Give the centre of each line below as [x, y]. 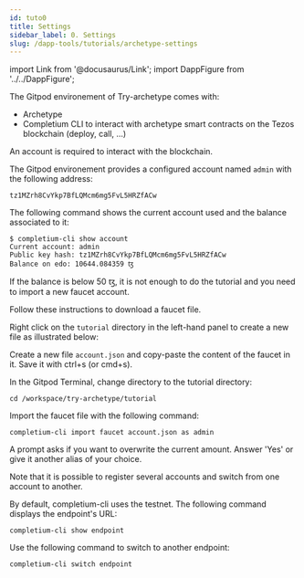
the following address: [51, 179]
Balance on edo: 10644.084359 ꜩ [72, 264]
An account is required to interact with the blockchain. [111, 152]
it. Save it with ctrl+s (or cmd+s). [71, 364]
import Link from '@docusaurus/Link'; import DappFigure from [127, 69]
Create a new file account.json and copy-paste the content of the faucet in [150, 355]
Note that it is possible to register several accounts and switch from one [145, 477]
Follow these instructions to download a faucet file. [105, 310]
